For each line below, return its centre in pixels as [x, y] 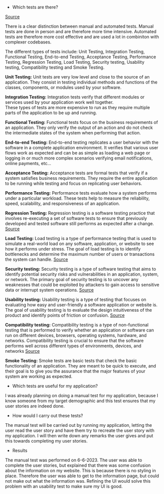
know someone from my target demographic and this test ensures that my [80, 401]
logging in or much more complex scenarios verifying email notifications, [79, 158]
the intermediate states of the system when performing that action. [73, 133]
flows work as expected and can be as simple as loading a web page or [78, 153]
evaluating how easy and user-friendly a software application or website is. [81, 305]
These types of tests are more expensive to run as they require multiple [78, 107]
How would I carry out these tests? [48, 415]
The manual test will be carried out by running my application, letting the [79, 425]
